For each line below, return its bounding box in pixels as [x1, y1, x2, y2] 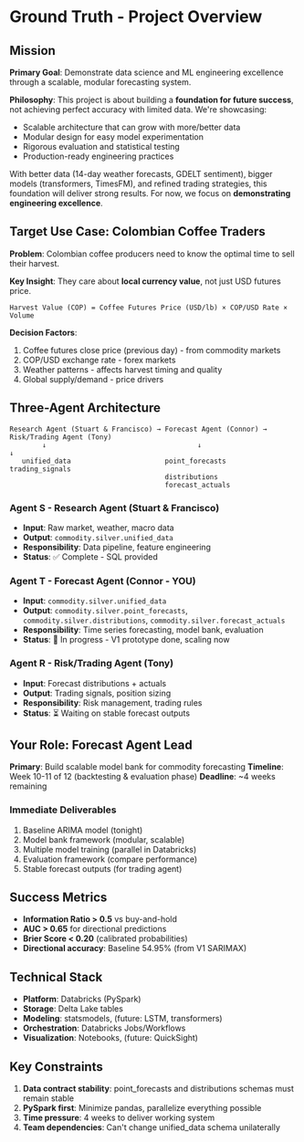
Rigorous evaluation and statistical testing [22, 141, 180, 152]
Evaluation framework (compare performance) [22, 854, 198, 864]
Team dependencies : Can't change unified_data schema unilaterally [22, 1122, 281, 1133]
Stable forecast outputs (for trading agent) [22, 863, 183, 874]
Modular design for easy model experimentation [22, 131, 204, 142]
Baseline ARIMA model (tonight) [22, 824, 143, 835]
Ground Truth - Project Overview [9, 6, 263, 27]
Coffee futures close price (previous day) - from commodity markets [22, 344, 281, 355]
